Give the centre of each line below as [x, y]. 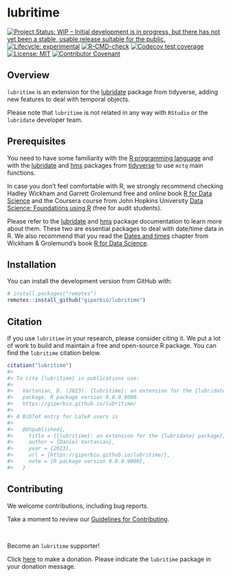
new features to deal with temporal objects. [69, 99]
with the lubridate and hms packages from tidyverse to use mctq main [106, 165]
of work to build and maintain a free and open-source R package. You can [112, 345]
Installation [32, 264]
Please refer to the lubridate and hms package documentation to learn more [114, 221]
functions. [21, 173]
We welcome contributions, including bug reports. [78, 505]
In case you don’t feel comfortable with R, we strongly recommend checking [115, 186]
